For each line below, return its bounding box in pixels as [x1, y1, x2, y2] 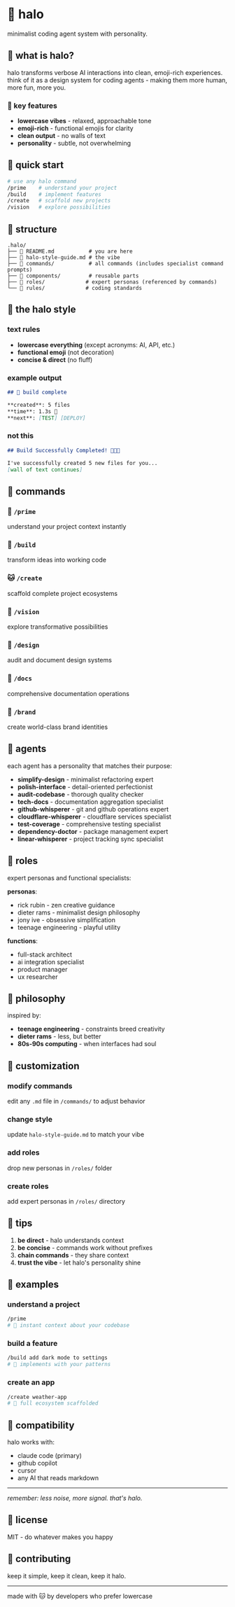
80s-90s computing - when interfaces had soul [17, 1040, 157, 1048]
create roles [7, 1181, 49, 1191]
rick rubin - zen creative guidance [17, 900, 115, 909]
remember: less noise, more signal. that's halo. [7, 1494, 143, 1503]
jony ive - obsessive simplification [17, 915, 115, 924]
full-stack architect [17, 950, 72, 959]
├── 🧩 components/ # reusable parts [7, 272, 139, 279]
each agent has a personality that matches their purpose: [7, 761, 173, 770]
